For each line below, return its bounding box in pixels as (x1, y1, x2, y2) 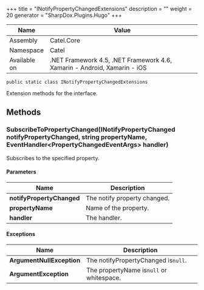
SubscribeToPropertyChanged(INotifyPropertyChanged (6, 126, 175, 134)
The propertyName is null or (86, 266, 167, 275)
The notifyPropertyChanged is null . (86, 256, 187, 265)
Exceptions (6, 231, 35, 238)
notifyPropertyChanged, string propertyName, (6, 133, 148, 141)
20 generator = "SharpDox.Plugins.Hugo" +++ (6, 12, 123, 19)
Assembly (9, 36, 38, 44)
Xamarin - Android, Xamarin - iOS (49, 64, 147, 72)
